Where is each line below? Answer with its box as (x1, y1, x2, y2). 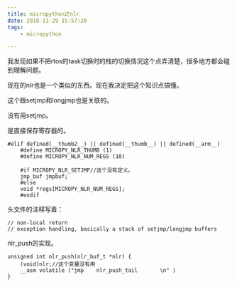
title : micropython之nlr (7, 10, 80, 18)
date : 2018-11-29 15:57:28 (7, 17, 87, 24)
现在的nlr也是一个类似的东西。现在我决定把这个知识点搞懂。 (7, 81, 183, 90)
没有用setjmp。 (7, 111, 53, 120)
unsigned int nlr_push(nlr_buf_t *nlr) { (7, 254, 132, 261)
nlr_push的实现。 (7, 239, 58, 248)
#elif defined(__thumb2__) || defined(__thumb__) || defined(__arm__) (7, 140, 221, 148)
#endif (20, 192, 40, 199)
